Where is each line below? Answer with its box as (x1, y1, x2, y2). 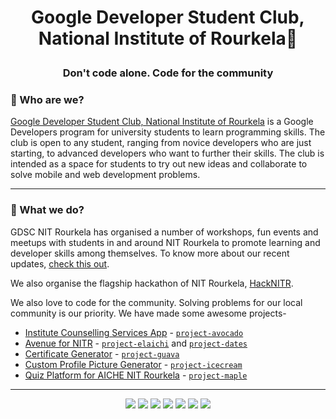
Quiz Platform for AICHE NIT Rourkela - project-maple (24, 369, 248, 381)
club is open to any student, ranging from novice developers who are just (10, 137, 312, 149)
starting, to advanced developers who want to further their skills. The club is (10, 147, 325, 160)
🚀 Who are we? (10, 93, 85, 107)
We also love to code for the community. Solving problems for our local (10, 296, 303, 308)
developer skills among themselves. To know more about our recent (10, 247, 290, 259)
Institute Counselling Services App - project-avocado (24, 326, 244, 338)
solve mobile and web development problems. (10, 169, 201, 181)
